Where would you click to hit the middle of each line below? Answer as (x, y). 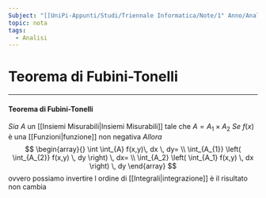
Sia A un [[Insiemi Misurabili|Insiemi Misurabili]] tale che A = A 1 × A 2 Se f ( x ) (131, 128)
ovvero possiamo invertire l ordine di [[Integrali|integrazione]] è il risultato (128, 178)
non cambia (27, 187)
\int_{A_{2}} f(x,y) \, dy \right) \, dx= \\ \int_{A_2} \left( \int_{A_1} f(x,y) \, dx (133, 158)
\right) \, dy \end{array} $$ (133, 166)
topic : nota (28, 23)
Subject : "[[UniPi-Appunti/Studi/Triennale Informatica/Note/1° (116, 15)
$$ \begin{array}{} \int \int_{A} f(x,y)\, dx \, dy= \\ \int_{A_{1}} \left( (133, 149)
